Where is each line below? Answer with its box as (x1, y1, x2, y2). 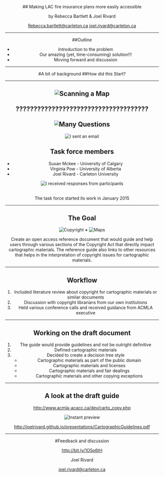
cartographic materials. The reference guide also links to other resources (8, 247, 156, 253)
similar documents (67, 294, 104, 300)
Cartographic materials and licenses (53, 363, 126, 369)
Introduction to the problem (58, 47, 113, 52)
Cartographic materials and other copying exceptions (36, 373, 143, 379)
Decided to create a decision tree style (46, 352, 125, 358)
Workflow (66, 276, 98, 284)
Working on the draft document (33, 328, 131, 337)
